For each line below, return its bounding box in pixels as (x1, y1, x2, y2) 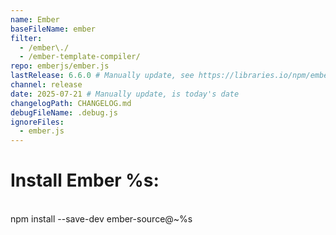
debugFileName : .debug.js (10, 107, 118, 118)
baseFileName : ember (10, 24, 97, 34)
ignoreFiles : (10, 117, 65, 127)
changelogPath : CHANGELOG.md (10, 98, 132, 108)
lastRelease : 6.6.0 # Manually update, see (10, 71, 195, 81)
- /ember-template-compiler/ (19, 52, 141, 62)
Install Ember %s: (10, 169, 160, 192)
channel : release (10, 80, 83, 90)
